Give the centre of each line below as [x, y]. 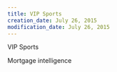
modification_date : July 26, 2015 [59, 27]
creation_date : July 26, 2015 [52, 20]
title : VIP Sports [35, 14]
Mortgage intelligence [40, 61]
